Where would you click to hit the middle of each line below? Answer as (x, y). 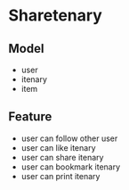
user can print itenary (60, 176)
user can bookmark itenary (71, 167)
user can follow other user (69, 138)
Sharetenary (56, 16)
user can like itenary (58, 147)
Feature (30, 117)
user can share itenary (62, 157)
